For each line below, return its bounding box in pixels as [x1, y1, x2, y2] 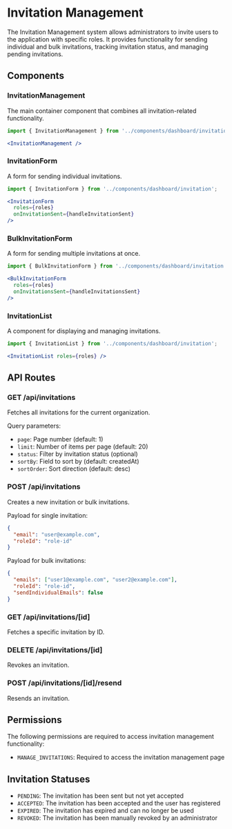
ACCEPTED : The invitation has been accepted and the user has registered [17, 799, 221, 808]
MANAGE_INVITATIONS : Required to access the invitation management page [17, 753, 225, 762]
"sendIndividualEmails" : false [13, 589, 104, 596]
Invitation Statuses [7, 773, 90, 785]
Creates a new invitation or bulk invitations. [7, 498, 130, 506]
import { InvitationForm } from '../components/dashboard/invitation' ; [7, 185, 217, 192]
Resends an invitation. [7, 694, 70, 702]
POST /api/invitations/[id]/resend [7, 678, 122, 688]
